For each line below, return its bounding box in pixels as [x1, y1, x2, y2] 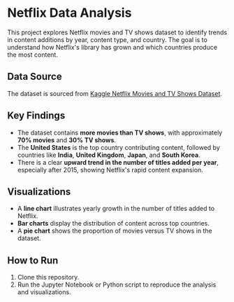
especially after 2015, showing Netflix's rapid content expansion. [17, 165, 204, 174]
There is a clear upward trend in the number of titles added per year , [17, 158, 219, 166]
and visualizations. [17, 288, 71, 296]
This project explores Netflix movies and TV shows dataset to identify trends [7, 28, 228, 36]
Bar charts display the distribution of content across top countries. [17, 219, 210, 228]
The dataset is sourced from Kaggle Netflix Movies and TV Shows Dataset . [7, 89, 222, 97]
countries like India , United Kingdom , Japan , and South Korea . [17, 151, 200, 159]
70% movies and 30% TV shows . [17, 135, 117, 144]
